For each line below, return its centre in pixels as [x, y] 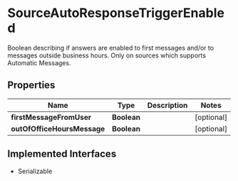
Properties [31, 86]
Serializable [35, 171]
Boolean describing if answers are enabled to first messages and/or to [111, 48]
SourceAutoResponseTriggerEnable [116, 13]
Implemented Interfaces [62, 154]
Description [167, 105]
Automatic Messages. [39, 62]
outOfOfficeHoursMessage [58, 128]
